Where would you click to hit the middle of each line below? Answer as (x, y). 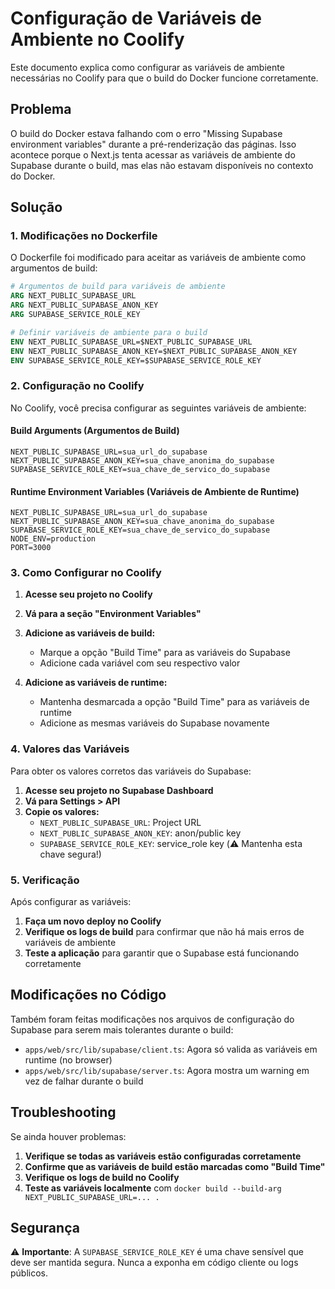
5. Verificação (45, 880)
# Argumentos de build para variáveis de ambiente (118, 287)
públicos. (29, 1273)
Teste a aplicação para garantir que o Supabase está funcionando (162, 953)
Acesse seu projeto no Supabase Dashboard (119, 790)
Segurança (45, 1228)
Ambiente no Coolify (97, 39)
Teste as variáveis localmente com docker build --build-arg (153, 1188)
